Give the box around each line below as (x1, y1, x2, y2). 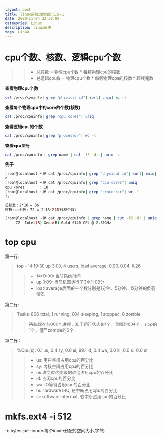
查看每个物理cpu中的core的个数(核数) (5, 104, 81, 110)
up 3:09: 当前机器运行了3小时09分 (36, 279, 105, 285)
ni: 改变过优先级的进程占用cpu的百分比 (36, 370, 114, 375)
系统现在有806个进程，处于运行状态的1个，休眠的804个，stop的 (29, 321, 157, 327)
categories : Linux (5, 20, 42, 26)
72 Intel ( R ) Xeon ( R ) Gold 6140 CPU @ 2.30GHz (15, 220, 111, 226)
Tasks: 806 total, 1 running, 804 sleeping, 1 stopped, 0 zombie (16, 311, 141, 317)
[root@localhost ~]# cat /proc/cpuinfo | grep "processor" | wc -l (5, 189, 139, 194)
